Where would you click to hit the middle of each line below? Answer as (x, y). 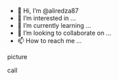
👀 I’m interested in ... (47, 18)
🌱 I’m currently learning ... (54, 25)
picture (17, 57)
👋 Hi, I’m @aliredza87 (48, 11)
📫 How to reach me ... (49, 41)
